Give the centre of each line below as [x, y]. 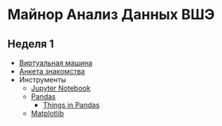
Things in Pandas [71, 105]
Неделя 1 [31, 44]
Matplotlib [47, 113]
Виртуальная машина [56, 63]
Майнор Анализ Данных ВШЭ [111, 15]
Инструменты [43, 80]
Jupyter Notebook [60, 88]
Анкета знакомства [52, 71]
